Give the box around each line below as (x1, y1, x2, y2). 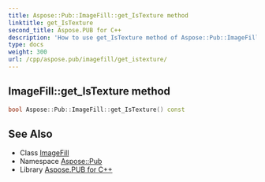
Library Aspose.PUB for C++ (19, 165, 113, 174)
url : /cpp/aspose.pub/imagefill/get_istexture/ (8, 56, 168, 64)
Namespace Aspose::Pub (19, 157, 103, 166)
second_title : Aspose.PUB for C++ (8, 26, 122, 34)
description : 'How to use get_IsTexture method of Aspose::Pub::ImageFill (8, 33, 259, 42)
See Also (8, 127, 53, 140)
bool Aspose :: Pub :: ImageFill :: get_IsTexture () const (8, 106, 185, 113)
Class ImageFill (19, 148, 69, 158)
